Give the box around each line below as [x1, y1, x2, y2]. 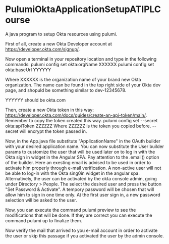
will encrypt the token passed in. [19, 128, 87, 134]
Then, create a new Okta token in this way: [5, 107, 94, 113]
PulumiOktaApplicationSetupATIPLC [5, 4, 161, 15]
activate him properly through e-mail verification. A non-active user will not [5, 165, 161, 171]
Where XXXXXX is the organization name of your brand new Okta [5, 76, 141, 82]
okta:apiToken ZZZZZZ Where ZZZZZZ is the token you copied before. [5, 123, 151, 129]
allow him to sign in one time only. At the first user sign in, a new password [5, 191, 160, 198]
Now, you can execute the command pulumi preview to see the [5, 207, 136, 213]
